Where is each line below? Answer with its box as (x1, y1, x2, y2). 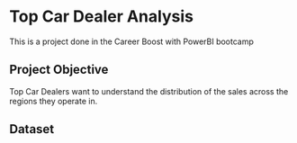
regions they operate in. (9, 95, 98, 106)
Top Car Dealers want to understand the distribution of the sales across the (9, 85, 289, 96)
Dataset (9, 121, 55, 137)
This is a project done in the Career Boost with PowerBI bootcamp (9, 36, 255, 47)
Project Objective (9, 62, 109, 77)
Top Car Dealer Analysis (9, 6, 193, 27)
